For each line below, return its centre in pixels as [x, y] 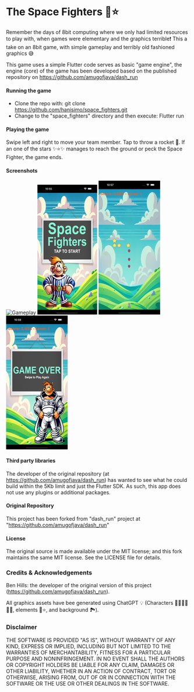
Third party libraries [31, 461]
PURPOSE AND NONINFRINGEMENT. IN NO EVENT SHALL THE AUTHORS [96, 659]
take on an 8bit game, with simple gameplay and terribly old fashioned [90, 47]
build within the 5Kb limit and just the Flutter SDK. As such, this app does [94, 486]
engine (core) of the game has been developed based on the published [91, 71]
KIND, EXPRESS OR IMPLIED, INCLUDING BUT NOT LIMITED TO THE [89, 646]
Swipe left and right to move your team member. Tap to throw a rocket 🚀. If [96, 142]
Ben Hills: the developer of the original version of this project [79, 586]
